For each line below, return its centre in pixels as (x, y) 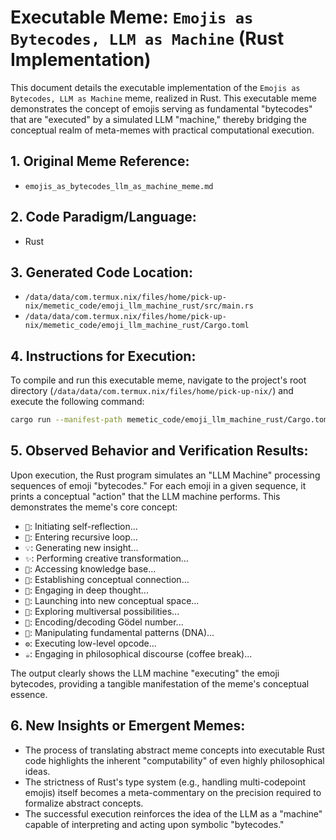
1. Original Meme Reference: (100, 161)
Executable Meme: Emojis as (132, 17)
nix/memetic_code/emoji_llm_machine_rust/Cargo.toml (137, 326)
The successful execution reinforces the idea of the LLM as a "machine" (173, 813)
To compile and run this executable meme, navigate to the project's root (158, 380)
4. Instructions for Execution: (103, 356)
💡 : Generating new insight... (81, 547)
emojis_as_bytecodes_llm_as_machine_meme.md (119, 186)
